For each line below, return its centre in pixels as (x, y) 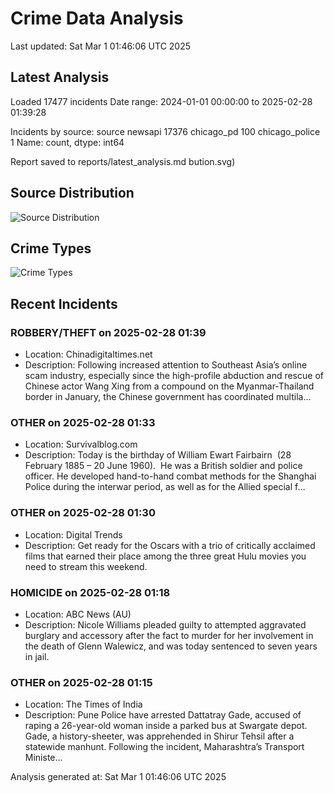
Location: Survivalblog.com (81, 444)
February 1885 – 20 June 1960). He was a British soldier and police (163, 466)
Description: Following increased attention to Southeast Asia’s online (166, 365)
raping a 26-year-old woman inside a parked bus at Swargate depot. (166, 726)
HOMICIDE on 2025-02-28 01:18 (90, 592)
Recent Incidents (64, 303)
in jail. (37, 656)
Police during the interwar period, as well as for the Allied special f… (165, 487)
